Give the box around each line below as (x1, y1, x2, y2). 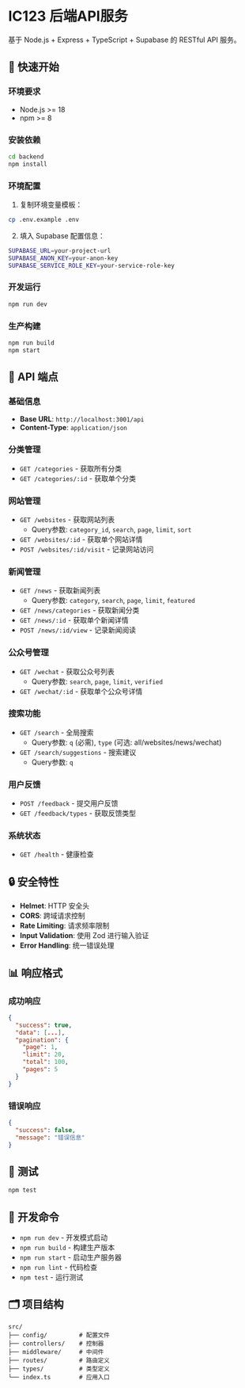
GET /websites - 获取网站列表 (19, 514, 115, 524)
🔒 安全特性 (8, 875, 59, 888)
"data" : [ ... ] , (15, 1028, 66, 1036)
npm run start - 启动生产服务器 (19, 1253, 122, 1262)
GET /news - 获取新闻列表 (19, 585, 101, 595)
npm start (8, 346, 41, 354)
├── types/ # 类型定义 (8, 1364, 111, 1373)
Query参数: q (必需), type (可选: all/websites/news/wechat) (31, 738, 222, 747)
